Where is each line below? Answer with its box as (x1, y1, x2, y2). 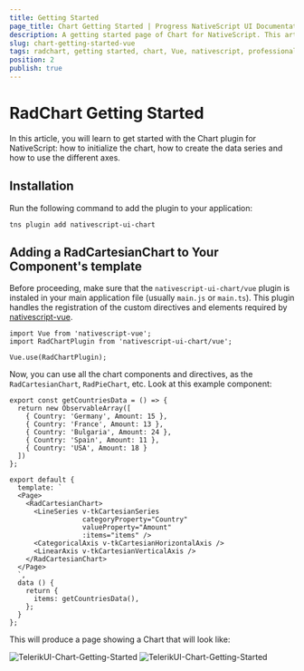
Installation (9, 179, 74, 194)
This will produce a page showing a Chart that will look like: (9, 634, 231, 645)
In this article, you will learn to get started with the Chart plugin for (9, 132, 256, 143)
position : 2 (9, 55, 54, 64)
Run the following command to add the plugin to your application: (9, 202, 253, 213)
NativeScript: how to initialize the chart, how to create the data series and (9, 142, 283, 153)
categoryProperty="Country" (81, 515, 188, 524)
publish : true (9, 64, 63, 73)
